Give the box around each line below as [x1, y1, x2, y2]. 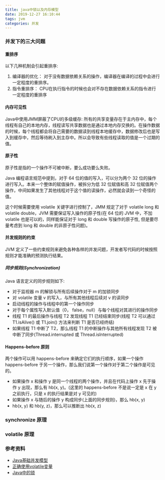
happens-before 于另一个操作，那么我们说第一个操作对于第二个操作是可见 [5, 362, 156, 368]
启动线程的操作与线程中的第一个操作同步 [12, 300, 94, 306]
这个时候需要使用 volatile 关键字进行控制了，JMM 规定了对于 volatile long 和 [5, 204, 160, 210]
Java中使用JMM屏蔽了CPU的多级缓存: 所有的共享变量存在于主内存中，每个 [5, 116, 157, 122]
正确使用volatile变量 [12, 463, 53, 470]
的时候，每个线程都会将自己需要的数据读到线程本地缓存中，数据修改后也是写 [5, 128, 160, 134]
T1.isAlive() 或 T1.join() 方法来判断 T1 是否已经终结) [12, 319, 114, 325]
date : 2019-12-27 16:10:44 [5, 12, 60, 17]
